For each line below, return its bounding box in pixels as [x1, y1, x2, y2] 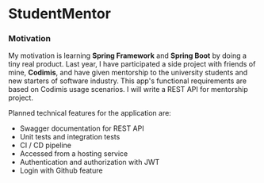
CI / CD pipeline [19, 140, 71, 151]
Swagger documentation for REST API [19, 124, 144, 133]
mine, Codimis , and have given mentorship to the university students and [8, 68, 248, 78]
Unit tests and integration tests [19, 132, 121, 142]
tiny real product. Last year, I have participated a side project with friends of [8, 59, 256, 69]
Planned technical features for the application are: [8, 109, 172, 118]
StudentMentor [8, 5, 111, 23]
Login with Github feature [19, 166, 103, 175]
